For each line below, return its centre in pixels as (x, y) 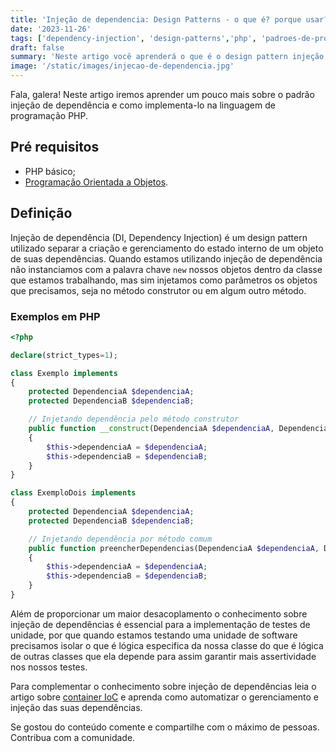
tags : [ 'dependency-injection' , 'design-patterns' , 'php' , (133, 38)
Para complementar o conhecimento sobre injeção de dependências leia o (163, 686)
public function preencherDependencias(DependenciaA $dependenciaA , (174, 548)
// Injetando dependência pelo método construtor (134, 419)
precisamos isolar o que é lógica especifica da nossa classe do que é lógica (167, 645)
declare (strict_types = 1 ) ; (64, 355)
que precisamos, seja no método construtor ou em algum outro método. (158, 290)
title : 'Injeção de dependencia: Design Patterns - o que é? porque (156, 19)
